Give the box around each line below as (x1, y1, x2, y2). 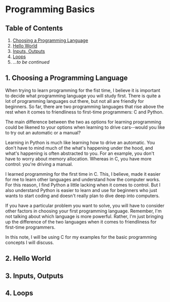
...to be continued (12, 59, 50, 65)
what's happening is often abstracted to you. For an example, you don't (5, 150, 155, 156)
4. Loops (5, 289, 33, 297)
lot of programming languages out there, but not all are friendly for (5, 98, 144, 104)
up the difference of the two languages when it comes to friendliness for (5, 218, 157, 225)
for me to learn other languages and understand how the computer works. (5, 176, 160, 182)
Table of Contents (5, 24, 63, 33)
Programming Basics (5, 4, 95, 15)
